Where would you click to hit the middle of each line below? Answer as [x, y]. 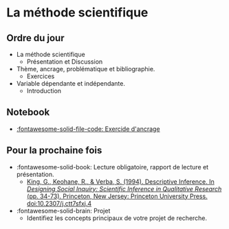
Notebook [28, 112]
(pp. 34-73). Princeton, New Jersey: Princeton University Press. [117, 196]
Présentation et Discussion [65, 62]
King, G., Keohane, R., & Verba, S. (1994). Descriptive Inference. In [120, 181]
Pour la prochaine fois [54, 150]
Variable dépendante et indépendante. [70, 83]
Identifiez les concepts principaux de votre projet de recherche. [117, 218]
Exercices [41, 76]
